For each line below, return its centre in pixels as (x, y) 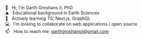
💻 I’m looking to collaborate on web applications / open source (71, 24)
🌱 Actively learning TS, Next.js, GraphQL (48, 18)
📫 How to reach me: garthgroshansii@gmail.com (57, 31)
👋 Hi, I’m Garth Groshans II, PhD (39, 8)
